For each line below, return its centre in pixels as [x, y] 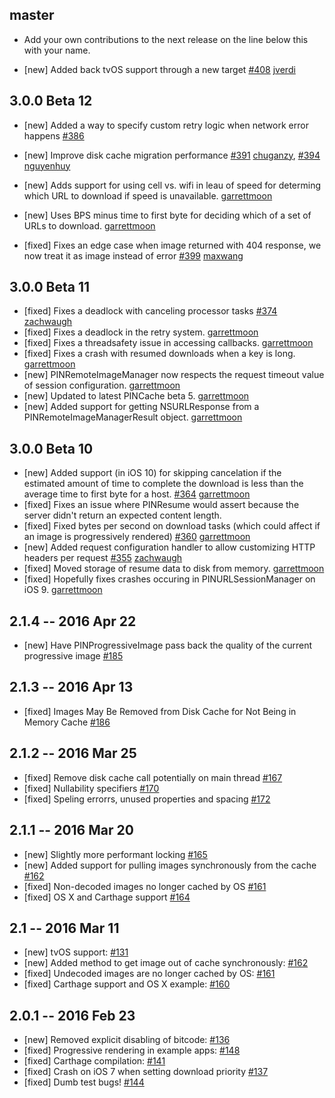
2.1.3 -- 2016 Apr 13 [71, 687]
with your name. [57, 50]
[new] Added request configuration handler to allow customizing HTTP [169, 547]
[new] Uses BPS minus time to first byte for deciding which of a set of [167, 215]
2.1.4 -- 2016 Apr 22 [73, 621]
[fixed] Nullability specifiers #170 [91, 788]
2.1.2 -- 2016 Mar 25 [73, 753]
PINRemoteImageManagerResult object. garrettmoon [133, 417]
